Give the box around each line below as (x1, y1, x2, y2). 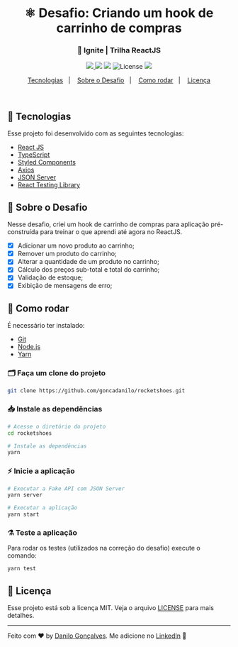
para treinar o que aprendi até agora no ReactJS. (40, 228, 183, 236)
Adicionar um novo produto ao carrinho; (17, 241, 135, 250)
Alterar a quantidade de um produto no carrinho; (17, 258, 159, 266)
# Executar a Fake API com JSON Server (7, 485, 125, 492)
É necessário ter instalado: (7, 321, 85, 330)
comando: (7, 551, 37, 560)
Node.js (17, 343, 41, 351)
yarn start (7, 511, 40, 519)
